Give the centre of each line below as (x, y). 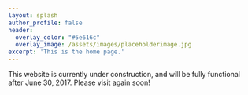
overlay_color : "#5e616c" (58, 37)
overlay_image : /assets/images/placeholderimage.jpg (104, 45)
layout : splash (33, 15)
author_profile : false (45, 23)
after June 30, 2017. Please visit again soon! (80, 82)
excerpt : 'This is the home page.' (67, 52)
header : (21, 30)
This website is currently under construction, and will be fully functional (124, 74)
